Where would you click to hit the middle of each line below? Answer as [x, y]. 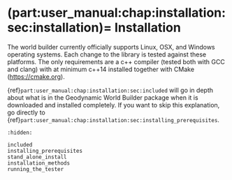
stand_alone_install [37, 157]
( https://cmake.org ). [36, 76]
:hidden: [20, 133]
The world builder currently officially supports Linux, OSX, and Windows [111, 47]
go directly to [26, 112]
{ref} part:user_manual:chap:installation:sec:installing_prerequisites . [114, 119]
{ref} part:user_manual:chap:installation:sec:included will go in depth [110, 90]
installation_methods [39, 163]
